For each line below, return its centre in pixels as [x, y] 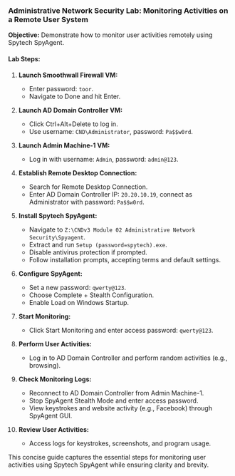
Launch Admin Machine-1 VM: [64, 145]
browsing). [45, 365]
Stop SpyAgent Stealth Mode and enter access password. [114, 400]
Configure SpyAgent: [50, 274]
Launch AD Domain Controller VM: [70, 110]
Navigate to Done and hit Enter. [75, 96]
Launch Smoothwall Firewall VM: [68, 75]
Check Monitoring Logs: [55, 379]
